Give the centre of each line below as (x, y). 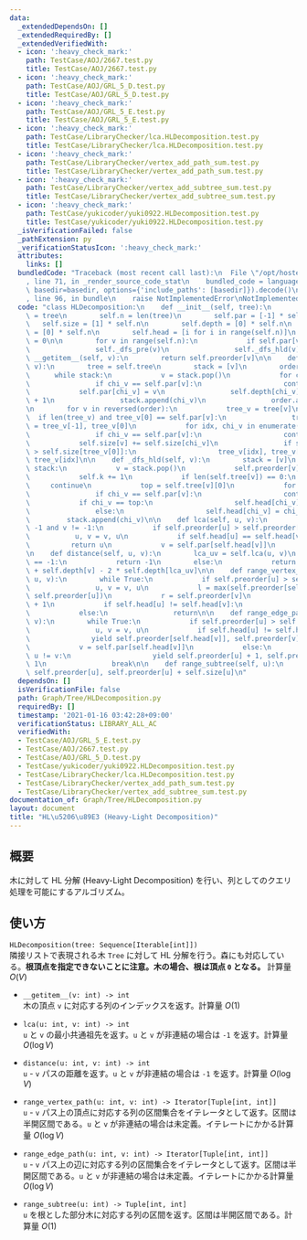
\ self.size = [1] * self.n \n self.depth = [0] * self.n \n (159, 324)
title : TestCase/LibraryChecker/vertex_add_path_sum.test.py (144, 171)
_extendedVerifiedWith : (63, 43)
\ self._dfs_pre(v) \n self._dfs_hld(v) (163, 349)
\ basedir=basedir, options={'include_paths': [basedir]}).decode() (159, 290)
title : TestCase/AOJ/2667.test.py (91, 69)
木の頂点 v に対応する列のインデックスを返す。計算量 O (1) (131, 1005)
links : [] (45, 265)
